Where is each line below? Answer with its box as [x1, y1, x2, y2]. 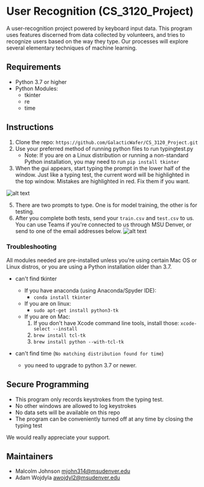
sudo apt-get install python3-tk [33, 307, 119, 313]
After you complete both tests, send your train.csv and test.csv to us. [15, 214, 194, 221]
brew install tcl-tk [33, 332, 86, 339]
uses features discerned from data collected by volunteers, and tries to [6, 31, 185, 38]
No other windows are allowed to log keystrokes [15, 402, 137, 409]
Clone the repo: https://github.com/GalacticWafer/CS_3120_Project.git [15, 138, 199, 145]
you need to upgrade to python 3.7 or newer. [24, 361, 137, 369]
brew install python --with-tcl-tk [33, 339, 124, 345]
